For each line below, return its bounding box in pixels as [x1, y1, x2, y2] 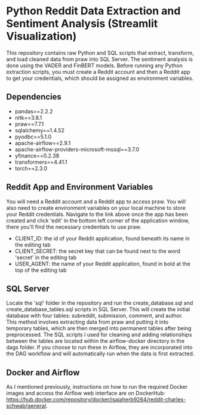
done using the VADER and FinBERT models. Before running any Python [6, 61, 183, 69]
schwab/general [6, 402, 47, 410]
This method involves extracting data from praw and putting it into [6, 318, 169, 326]
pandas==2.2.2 [14, 107, 53, 114]
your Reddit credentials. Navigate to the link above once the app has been [6, 210, 188, 218]
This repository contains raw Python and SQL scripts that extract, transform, [6, 49, 194, 56]
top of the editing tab [14, 267, 67, 274]
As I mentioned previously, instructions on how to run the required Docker [6, 383, 188, 391]
